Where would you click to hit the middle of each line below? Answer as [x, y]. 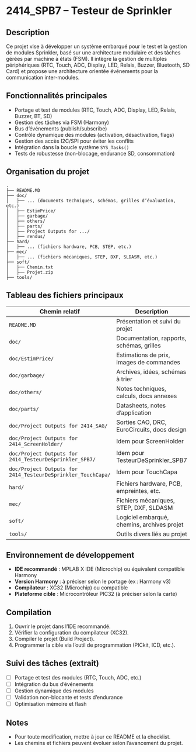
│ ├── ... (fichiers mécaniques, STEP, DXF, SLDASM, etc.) [82, 257]
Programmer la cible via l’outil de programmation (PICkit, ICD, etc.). [95, 645]
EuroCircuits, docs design [151, 430]
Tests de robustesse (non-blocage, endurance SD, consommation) [94, 153]
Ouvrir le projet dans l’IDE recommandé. [62, 626]
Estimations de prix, [143, 355]
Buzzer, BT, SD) [33, 116]
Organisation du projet [48, 172]
